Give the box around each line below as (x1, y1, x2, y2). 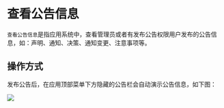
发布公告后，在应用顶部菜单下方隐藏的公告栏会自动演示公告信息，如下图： (7, 80, 216, 88)
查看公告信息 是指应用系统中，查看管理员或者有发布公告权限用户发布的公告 (7, 30, 212, 38)
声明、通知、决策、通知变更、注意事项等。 (30, 38, 151, 46)
